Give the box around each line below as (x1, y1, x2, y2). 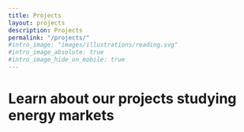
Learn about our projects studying (8, 90, 237, 107)
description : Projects (8, 26, 83, 34)
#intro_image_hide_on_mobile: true (8, 56, 126, 64)
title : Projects (8, 11, 62, 20)
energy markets (8, 107, 114, 125)
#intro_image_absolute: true (8, 48, 104, 56)
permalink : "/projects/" (8, 33, 90, 42)
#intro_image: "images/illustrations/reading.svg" (8, 41, 178, 49)
